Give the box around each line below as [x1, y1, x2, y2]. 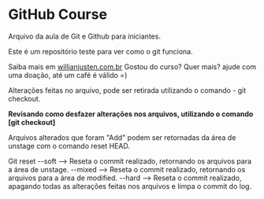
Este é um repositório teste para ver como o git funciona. [8, 46, 193, 56]
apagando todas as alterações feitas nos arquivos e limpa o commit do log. [8, 181, 252, 190]
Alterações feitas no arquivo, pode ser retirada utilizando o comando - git [8, 85, 247, 95]
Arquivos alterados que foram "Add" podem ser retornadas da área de [8, 132, 236, 142]
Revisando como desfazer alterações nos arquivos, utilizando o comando [8, 109, 254, 119]
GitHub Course [8, 6, 108, 24]
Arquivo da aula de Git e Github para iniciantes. [8, 31, 162, 41]
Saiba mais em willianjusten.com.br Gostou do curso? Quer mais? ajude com [8, 61, 257, 72]
